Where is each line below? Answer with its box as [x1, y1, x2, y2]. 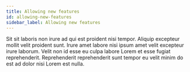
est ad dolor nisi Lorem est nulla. [6, 60, 85, 67]
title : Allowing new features [6, 8, 80, 15]
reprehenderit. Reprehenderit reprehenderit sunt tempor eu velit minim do [6, 54, 184, 61]
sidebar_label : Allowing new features [6, 19, 101, 25]
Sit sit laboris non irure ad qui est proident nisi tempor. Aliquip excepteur [6, 36, 180, 43]
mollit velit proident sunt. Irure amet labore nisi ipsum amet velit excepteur [6, 42, 184, 49]
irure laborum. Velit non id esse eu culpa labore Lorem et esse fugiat [6, 48, 171, 55]
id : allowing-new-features [6, 14, 72, 20]
